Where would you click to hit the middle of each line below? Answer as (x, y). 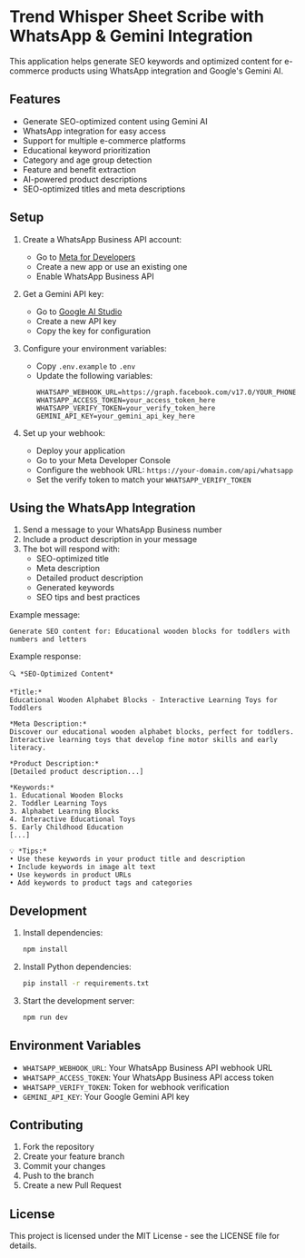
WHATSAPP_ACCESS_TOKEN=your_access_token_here (126, 400)
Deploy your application (80, 451)
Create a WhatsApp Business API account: (102, 239)
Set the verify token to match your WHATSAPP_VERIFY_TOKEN (143, 480)
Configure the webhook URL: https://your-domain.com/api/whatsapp (164, 470)
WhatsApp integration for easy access (94, 131)
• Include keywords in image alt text (83, 867)
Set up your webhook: (64, 432)
